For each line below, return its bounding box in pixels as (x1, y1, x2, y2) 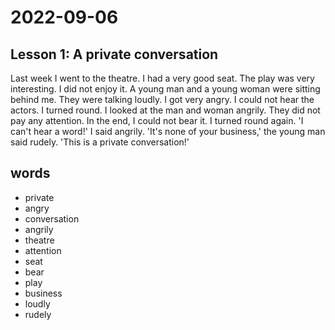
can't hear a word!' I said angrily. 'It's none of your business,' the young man (10, 126, 326, 137)
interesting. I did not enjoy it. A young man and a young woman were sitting (10, 83, 321, 95)
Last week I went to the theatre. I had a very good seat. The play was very (10, 72, 315, 84)
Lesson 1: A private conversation (10, 46, 219, 63)
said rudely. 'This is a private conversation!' (10, 136, 190, 148)
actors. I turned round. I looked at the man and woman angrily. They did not (10, 104, 321, 116)
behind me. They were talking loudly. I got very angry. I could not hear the (10, 94, 315, 105)
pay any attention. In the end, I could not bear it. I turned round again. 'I (10, 115, 304, 126)
